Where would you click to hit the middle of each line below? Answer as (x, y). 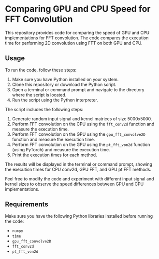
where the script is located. (39, 95)
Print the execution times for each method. (55, 155)
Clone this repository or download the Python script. (64, 84)
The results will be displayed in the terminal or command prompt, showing (79, 164)
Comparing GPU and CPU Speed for (78, 9)
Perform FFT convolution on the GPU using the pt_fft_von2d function (81, 145)
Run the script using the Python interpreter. (55, 100)
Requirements (27, 204)
